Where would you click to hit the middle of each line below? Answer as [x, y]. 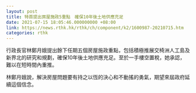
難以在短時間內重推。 [32, 65]
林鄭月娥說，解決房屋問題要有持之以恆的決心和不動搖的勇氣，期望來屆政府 [95, 77]
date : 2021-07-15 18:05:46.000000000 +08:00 [61, 22]
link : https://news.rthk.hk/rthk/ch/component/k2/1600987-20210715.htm [95, 28]
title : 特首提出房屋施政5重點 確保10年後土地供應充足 [65, 17]
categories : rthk [27, 33]
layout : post [22, 11]
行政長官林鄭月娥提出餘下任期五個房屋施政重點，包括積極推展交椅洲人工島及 [98, 51]
